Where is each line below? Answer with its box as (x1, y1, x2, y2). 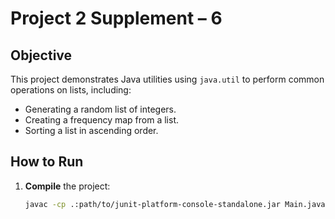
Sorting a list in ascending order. (24, 125, 159, 136)
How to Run (10, 153, 84, 171)
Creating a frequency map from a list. (24, 114, 180, 126)
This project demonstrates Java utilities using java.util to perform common (10, 73, 325, 85)
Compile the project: (24, 180, 111, 192)
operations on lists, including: (10, 84, 132, 96)
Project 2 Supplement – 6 (10, 7, 223, 30)
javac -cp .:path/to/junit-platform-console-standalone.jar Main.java (24, 199, 326, 209)
